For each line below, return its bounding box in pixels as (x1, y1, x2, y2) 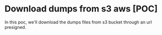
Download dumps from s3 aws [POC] (4, 3, 158, 14)
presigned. (4, 24, 26, 30)
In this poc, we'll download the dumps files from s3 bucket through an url (4, 19, 152, 25)
